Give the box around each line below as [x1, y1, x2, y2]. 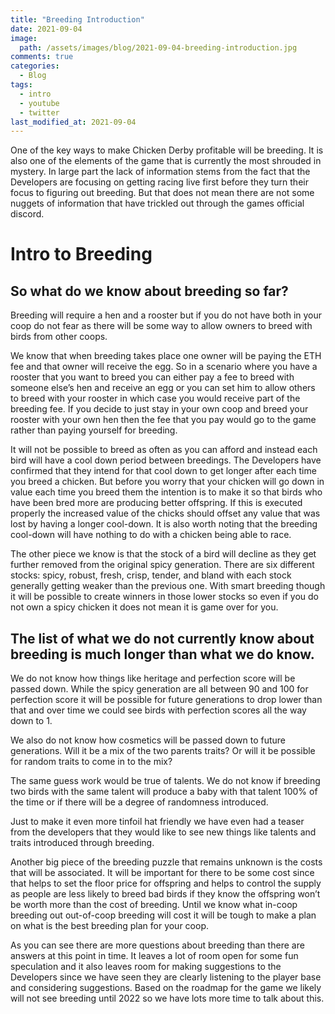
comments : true [10, 52, 74, 62]
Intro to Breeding [10, 243, 153, 266]
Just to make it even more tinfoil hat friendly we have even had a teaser [10, 816, 305, 828]
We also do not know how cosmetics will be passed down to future [10, 734, 286, 746]
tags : [10, 80, 33, 90]
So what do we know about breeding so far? [10, 282, 289, 300]
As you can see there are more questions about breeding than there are [10, 939, 305, 951]
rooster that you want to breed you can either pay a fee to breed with [10, 371, 295, 383]
